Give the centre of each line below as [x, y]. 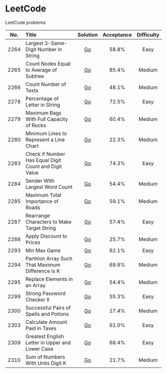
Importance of [42, 201]
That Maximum [43, 264]
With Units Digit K [46, 363]
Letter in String [43, 105]
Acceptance [117, 34]
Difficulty [148, 34]
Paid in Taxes [41, 328]
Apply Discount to [46, 236]
